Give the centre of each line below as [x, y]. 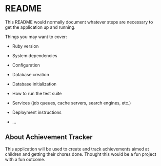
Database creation [31, 74]
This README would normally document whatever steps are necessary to [79, 22]
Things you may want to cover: [36, 37]
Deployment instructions [37, 112]
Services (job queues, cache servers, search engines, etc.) [71, 103]
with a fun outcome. [25, 159]
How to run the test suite [37, 93]
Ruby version [25, 46]
